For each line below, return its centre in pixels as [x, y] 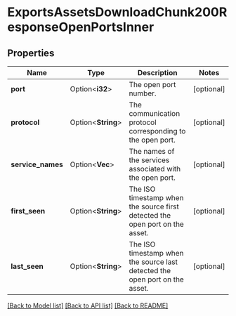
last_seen [27, 266]
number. [143, 93]
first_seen [28, 211]
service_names [37, 164]
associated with [155, 169]
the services [149, 160]
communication [155, 113]
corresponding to [157, 131]
